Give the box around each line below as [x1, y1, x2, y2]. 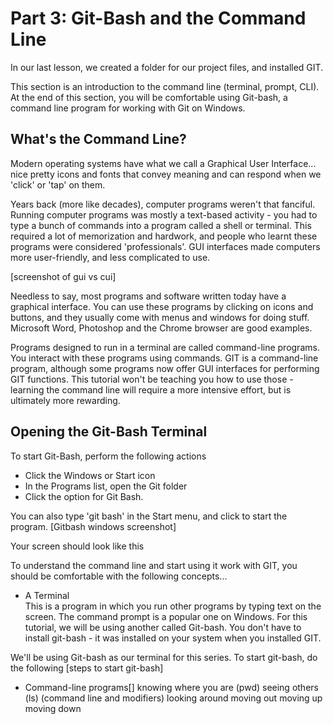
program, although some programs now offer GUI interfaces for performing [10, 362, 320, 374]
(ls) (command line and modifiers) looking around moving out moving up [24, 692, 323, 704]
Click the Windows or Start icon [24, 469, 156, 481]
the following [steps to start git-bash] [10, 662, 164, 674]
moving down [24, 702, 82, 714]
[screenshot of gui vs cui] [10, 270, 117, 282]
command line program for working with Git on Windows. [10, 102, 246, 114]
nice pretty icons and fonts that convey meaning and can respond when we [10, 168, 322, 180]
